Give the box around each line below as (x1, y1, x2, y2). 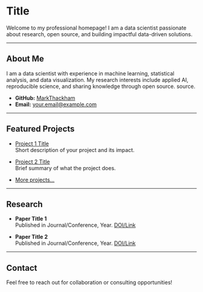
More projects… (14, 176, 55, 183)
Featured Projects (6, 124, 75, 134)
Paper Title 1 (14, 215, 47, 223)
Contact (6, 262, 37, 273)
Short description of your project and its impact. (14, 146, 135, 153)
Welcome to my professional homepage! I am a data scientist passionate (6, 24, 187, 31)
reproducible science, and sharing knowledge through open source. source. (6, 83, 196, 90)
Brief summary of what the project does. (14, 164, 116, 171)
